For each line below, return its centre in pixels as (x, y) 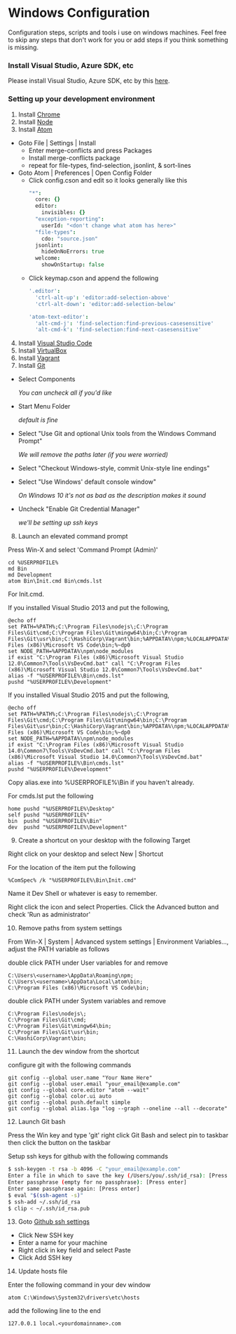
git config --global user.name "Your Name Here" (80, 1078)
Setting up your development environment (82, 99)
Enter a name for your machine (63, 1243)
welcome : (48, 258)
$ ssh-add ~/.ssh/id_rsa (44, 1202)
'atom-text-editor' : (58, 317)
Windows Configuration (79, 13)
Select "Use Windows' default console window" (87, 482)
